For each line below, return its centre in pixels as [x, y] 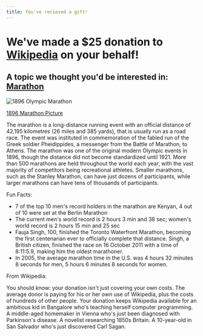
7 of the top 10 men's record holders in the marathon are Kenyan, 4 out [104, 206]
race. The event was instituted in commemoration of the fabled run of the [98, 138]
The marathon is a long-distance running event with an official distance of [98, 124]
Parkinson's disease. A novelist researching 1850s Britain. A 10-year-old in [99, 320]
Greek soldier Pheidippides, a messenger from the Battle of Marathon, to [97, 144]
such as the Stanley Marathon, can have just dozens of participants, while [98, 176]
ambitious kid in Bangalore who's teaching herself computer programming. [100, 307]
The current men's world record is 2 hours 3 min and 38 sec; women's [103, 219]
